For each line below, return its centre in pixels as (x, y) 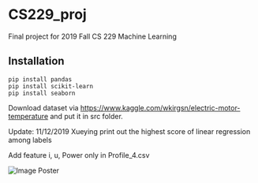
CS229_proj (47, 15)
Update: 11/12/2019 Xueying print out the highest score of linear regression (129, 131)
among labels (30, 140)
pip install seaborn (42, 93)
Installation (36, 61)
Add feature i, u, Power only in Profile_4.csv (79, 155)
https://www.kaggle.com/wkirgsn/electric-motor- (160, 107)
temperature (28, 116)
